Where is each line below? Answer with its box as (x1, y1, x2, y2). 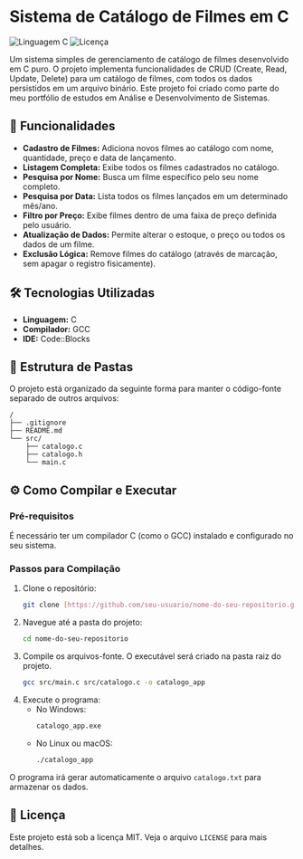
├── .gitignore (9, 418, 67, 427)
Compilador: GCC (22, 323, 90, 334)
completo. (22, 181, 61, 192)
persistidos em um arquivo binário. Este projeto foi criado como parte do (9, 82, 279, 93)
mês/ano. (22, 200, 59, 211)
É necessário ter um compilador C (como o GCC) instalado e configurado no (9, 530, 294, 541)
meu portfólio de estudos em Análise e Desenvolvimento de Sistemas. (9, 92, 270, 103)
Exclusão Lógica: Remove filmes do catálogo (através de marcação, (22, 248, 278, 259)
